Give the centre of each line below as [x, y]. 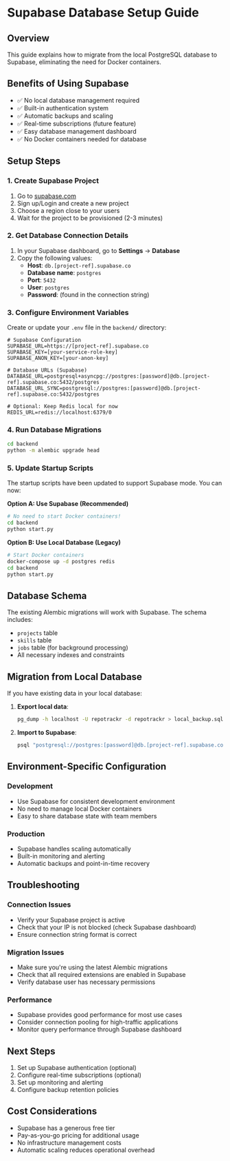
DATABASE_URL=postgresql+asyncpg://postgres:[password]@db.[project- [109, 376]
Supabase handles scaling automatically [74, 849]
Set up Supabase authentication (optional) [77, 1068]
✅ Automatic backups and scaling [65, 116]
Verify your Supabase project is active [71, 920]
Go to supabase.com [47, 196]
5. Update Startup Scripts [50, 468]
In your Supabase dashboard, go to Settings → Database [99, 250]
